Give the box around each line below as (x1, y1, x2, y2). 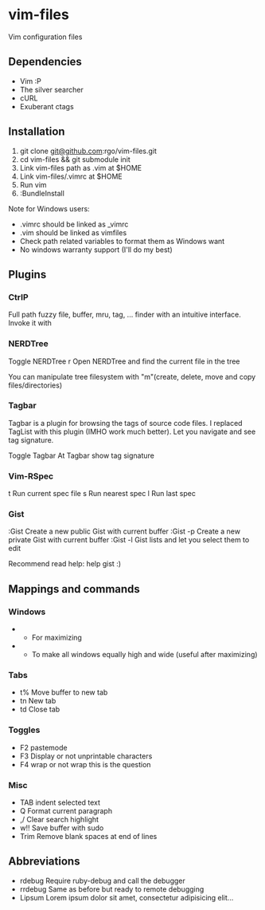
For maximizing (31, 632, 82, 643)
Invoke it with (8, 318, 52, 328)
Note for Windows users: (8, 203, 90, 213)
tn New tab (19, 696, 57, 706)
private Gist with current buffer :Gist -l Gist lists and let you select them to (8, 535, 250, 545)
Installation (8, 125, 65, 139)
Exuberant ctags (19, 101, 74, 111)
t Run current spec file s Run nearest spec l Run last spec (8, 489, 197, 498)
